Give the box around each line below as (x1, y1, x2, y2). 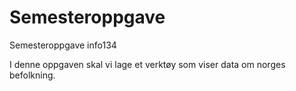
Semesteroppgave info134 (9, 39, 117, 51)
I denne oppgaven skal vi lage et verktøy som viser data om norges (9, 58, 286, 70)
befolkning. (9, 69, 56, 81)
